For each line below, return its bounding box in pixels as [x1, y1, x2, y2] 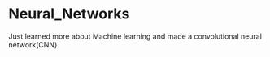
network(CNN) [8, 39, 58, 49]
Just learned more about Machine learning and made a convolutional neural [8, 31, 263, 41]
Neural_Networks [8, 5, 130, 23]
